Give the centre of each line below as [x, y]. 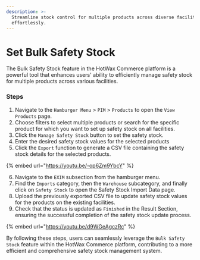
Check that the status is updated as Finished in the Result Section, [96, 208]
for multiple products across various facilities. [62, 82]
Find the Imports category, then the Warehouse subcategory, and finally [101, 183]
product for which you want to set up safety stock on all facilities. [95, 129]
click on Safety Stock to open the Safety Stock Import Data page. [95, 189]
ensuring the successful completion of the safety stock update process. [103, 215]
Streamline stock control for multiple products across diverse [93, 17]
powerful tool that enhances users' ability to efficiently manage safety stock [99, 75]
